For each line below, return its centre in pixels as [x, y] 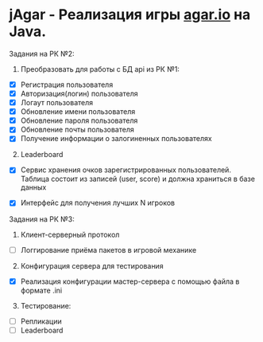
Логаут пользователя [57, 103]
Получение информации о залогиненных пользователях [116, 139]
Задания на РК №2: [42, 53]
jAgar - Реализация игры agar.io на [130, 15]
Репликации [41, 321]
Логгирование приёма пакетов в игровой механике [108, 250]
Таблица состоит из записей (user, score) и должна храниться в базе [137, 179]
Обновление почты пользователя [77, 130]
